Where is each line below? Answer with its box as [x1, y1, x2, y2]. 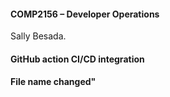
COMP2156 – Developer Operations [10, 8, 160, 20]
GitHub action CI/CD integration [10, 53, 145, 65]
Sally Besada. [10, 30, 67, 42]
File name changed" [10, 76, 97, 88]
